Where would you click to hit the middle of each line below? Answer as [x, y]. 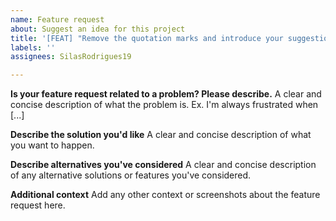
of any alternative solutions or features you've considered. [131, 175]
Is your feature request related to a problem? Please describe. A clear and [166, 94]
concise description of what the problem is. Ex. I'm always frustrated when [164, 105]
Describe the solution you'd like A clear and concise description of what [161, 135]
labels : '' [33, 47]
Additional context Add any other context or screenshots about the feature [165, 195]
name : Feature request [57, 19]
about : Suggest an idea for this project [98, 29]
